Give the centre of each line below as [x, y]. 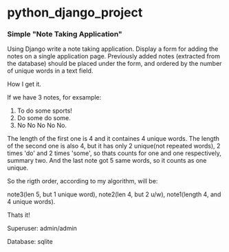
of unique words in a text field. [50, 71]
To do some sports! [44, 111]
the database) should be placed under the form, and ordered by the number [115, 64]
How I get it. [24, 84]
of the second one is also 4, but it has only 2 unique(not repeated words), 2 [114, 146]
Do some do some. [44, 118]
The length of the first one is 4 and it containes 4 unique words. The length [113, 139]
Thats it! [19, 215]
